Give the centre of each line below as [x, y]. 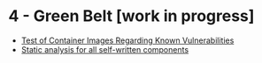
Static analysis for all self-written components [105, 49]
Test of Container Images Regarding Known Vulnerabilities [127, 40]
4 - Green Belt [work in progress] [131, 16]
